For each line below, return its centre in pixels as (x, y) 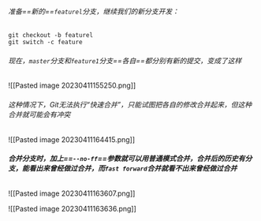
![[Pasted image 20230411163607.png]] (72, 193)
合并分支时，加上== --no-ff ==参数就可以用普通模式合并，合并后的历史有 (127, 159)
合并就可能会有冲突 (39, 114)
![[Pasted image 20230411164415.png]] (72, 139)
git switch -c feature (45, 43)
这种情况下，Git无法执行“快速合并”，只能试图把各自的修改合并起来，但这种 (130, 105)
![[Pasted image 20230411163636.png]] (72, 208)
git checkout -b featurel (50, 36)
